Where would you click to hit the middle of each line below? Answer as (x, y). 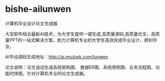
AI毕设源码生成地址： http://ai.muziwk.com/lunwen (57, 57)
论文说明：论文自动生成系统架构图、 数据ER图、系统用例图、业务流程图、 (80, 67)
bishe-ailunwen (38, 9)
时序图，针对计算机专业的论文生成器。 (48, 73)
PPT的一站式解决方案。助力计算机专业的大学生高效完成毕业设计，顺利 (81, 40)
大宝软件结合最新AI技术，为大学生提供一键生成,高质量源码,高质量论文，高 (80, 34)
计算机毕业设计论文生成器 (31, 23)
